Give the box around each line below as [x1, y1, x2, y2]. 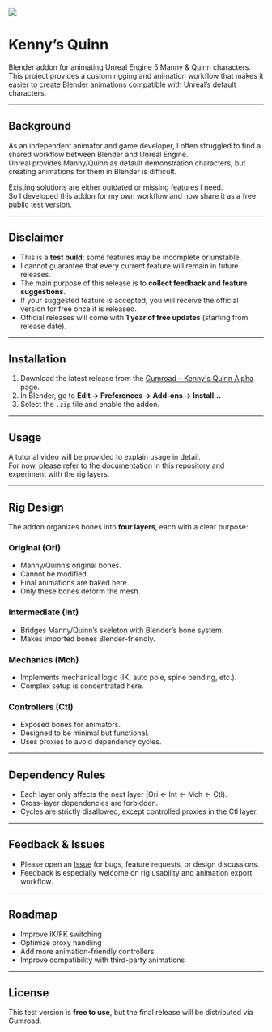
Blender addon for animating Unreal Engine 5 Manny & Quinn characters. [8, 62, 251, 72]
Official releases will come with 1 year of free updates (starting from [19, 312, 249, 322]
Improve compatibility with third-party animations [19, 955, 185, 965]
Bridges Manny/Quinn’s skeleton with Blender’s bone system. [19, 625, 224, 635]
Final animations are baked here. [19, 578, 130, 588]
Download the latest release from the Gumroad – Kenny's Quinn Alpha [19, 374, 254, 383]
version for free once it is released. [19, 304, 138, 314]
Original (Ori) [8, 542, 62, 553]
